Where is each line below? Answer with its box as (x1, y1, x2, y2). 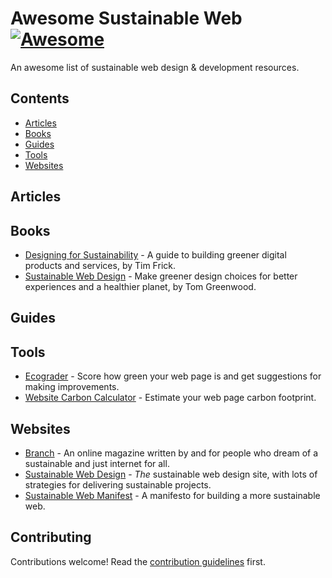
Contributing (10, 529, 92, 546)
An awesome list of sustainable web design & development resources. (10, 61, 300, 73)
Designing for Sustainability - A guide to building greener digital (24, 248, 287, 261)
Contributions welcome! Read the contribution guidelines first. (10, 555, 266, 567)
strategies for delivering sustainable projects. (24, 478, 212, 491)
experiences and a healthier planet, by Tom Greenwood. (24, 280, 257, 292)
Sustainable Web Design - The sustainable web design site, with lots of (24, 468, 318, 480)
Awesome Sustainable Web (10, 7, 243, 30)
